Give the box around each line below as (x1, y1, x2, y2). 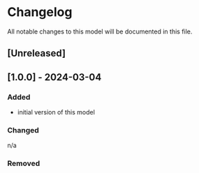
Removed (7, 158, 40, 168)
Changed (7, 125, 40, 135)
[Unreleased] (7, 47, 66, 59)
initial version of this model (17, 108, 96, 116)
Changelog (7, 4, 73, 20)
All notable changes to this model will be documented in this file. (7, 27, 193, 36)
